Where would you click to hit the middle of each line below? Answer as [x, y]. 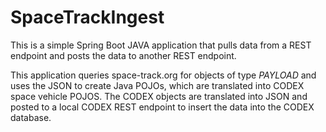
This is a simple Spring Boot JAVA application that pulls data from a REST [161, 45]
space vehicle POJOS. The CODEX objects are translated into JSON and [159, 96]
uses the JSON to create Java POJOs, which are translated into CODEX [157, 85]
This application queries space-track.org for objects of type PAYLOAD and [163, 75]
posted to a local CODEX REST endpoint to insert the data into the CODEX [162, 107]
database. [31, 117]
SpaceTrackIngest [87, 17]
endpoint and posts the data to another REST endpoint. [123, 55]
